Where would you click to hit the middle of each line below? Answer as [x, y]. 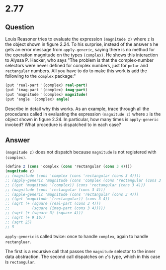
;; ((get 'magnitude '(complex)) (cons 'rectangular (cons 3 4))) [75, 185]
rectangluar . [18, 242]
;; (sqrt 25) [19, 222]
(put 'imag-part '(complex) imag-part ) [46, 90]
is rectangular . [20, 262]
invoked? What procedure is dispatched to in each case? [63, 125]
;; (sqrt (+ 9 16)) [25, 217]
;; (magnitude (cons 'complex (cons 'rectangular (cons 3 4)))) [73, 176]
